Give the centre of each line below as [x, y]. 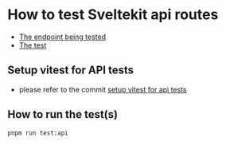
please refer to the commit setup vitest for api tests [103, 89]
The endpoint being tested [62, 37]
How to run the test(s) [63, 114]
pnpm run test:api [38, 133]
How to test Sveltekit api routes [113, 15]
